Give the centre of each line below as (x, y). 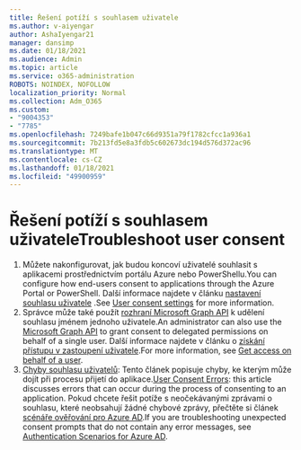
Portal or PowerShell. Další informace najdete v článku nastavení (142, 294)
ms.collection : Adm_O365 (56, 101)
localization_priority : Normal (68, 93)
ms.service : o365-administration (72, 76)
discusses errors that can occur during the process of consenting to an (154, 389)
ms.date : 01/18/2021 (48, 51)
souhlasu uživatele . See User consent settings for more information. (148, 303)
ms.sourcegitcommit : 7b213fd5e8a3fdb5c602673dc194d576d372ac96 (130, 143)
